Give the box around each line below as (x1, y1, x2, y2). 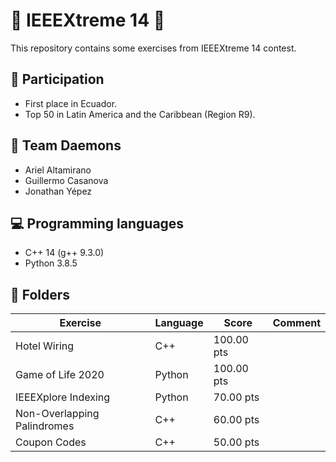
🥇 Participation (10, 71, 105, 88)
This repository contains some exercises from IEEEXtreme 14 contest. (10, 42, 297, 54)
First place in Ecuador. (24, 97, 118, 109)
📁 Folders (10, 286, 71, 303)
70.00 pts (213, 390, 260, 404)
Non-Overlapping (15, 407, 100, 421)
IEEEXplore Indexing (15, 390, 111, 404)
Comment (272, 316, 321, 330)
